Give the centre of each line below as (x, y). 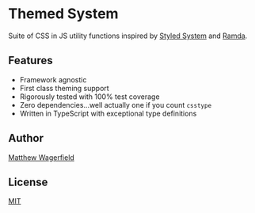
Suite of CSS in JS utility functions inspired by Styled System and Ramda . (128, 36)
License (28, 182)
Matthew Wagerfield (42, 157)
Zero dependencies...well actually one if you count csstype (116, 105)
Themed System (63, 14)
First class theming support (64, 88)
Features (30, 61)
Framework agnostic (53, 79)
